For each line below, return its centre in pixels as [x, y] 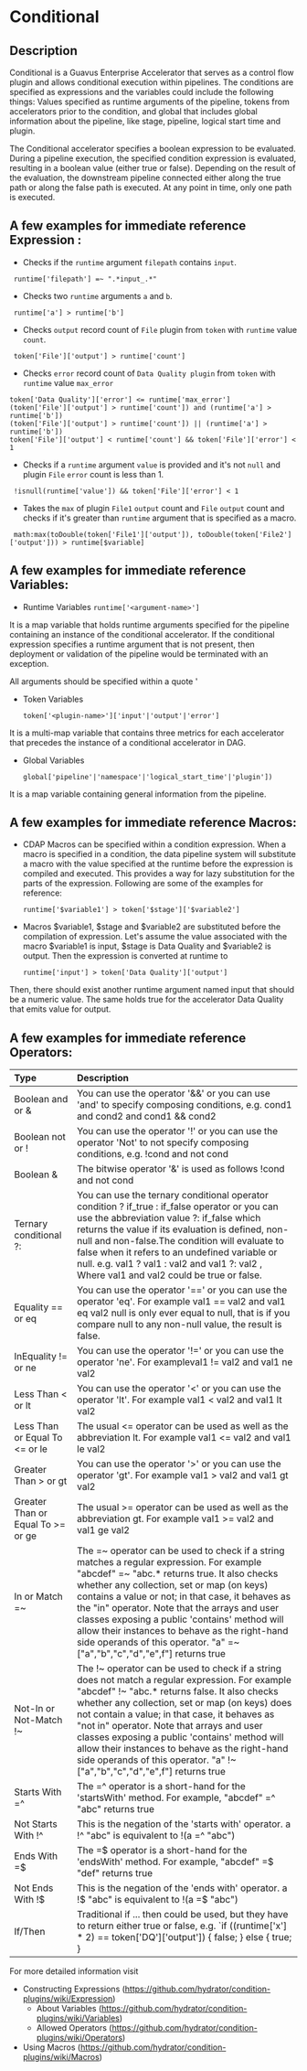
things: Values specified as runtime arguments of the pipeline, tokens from [149, 102]
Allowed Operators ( [74, 2028]
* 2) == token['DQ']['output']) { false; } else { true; [185, 1937]
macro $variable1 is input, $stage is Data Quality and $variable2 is [147, 946]
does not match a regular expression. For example [185, 1680]
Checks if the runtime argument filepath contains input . [130, 262]
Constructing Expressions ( [74, 1989]
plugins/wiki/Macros [61, 2057]
